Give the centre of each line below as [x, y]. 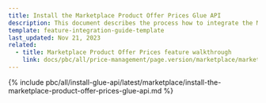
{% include [26, 82]
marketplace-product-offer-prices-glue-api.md [85, 90]
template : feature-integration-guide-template [86, 30]
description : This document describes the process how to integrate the [131, 23]
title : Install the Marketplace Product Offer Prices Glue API [115, 15]
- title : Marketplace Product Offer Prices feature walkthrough [123, 52]
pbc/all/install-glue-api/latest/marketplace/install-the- [133, 82]
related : [23, 45]
